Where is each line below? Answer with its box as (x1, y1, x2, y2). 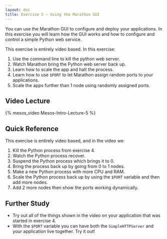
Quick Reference (5, 124, 59, 133)
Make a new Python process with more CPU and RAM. (12, 168, 125, 175)
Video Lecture (5, 96, 51, 105)
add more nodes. (12, 179, 48, 185)
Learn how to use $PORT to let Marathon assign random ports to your (12, 71, 153, 77)
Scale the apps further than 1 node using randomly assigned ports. (12, 82, 150, 88)
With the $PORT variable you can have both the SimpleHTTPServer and (12, 223, 154, 229)
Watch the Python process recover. (12, 153, 86, 159)
